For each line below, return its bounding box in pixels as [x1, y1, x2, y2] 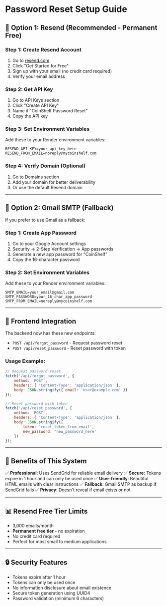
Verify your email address [12, 73, 66, 79]
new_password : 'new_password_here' [23, 429, 97, 434]
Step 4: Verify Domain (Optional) [5, 162, 86, 169]
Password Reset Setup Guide [5, 3, 128, 15]
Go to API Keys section [12, 97, 60, 103]
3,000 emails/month [12, 523, 54, 529]
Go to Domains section [12, 174, 60, 180]
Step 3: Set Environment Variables [5, 126, 90, 133]
